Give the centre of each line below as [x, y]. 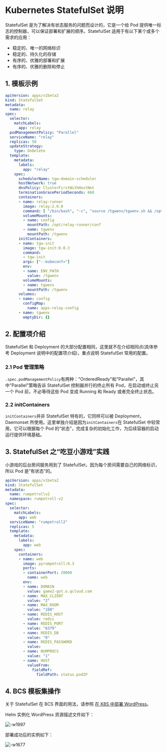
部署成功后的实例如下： [29, 735]
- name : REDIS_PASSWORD [47, 642]
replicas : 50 [23, 142]
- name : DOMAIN [39, 586]
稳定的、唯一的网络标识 [36, 48]
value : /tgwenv [43, 276]
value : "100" [41, 610]
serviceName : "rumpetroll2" [39, 522]
